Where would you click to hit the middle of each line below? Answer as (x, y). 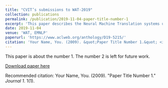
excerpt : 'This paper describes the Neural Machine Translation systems (82, 24)
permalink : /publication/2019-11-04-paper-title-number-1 (67, 19)
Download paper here (27, 66)
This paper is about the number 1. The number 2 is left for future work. (78, 56)
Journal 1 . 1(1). (20, 81)
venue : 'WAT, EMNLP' (27, 33)
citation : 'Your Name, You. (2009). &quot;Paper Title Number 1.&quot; (81, 42)
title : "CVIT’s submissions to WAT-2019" (49, 10)
